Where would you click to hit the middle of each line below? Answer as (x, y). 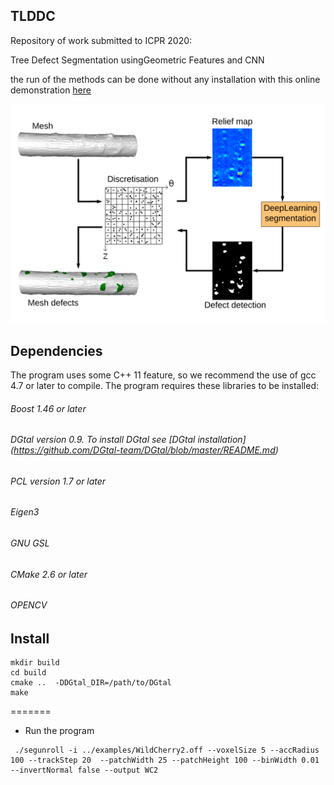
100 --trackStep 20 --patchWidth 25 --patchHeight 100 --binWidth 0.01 (165, 760)
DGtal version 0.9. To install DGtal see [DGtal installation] (128, 440)
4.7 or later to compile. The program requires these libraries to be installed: (165, 386)
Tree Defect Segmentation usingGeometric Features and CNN (137, 60)
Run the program (59, 731)
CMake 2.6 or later (49, 574)
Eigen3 (25, 512)
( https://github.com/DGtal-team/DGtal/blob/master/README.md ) (144, 450)
